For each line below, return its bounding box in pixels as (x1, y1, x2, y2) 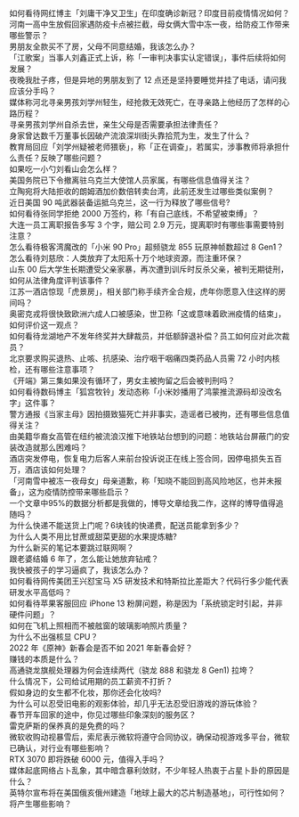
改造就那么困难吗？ (16, 442, 87, 453)
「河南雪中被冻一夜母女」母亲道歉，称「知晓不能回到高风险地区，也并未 (9, 476, 274, 486)
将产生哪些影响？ (9, 798, 72, 809)
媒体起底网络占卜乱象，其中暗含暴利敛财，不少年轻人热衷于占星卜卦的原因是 (9, 765, 290, 775)
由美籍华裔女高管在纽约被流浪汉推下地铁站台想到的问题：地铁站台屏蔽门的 (9, 431, 282, 441)
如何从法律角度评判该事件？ (9, 275, 111, 285)
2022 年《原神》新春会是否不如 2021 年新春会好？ (9, 642, 193, 653)
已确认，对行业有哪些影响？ (9, 743, 111, 753)
